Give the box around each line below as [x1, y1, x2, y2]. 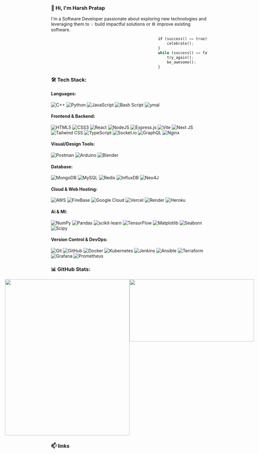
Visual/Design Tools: [51, 141, 95, 147]
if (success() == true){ [157, 36, 210, 41]
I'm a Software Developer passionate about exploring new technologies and [51, 16, 207, 22]
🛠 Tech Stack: [51, 76, 87, 83]
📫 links [51, 442, 70, 449]
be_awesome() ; [167, 59, 196, 64]
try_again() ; [167, 55, 194, 60]
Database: [51, 163, 73, 169]
